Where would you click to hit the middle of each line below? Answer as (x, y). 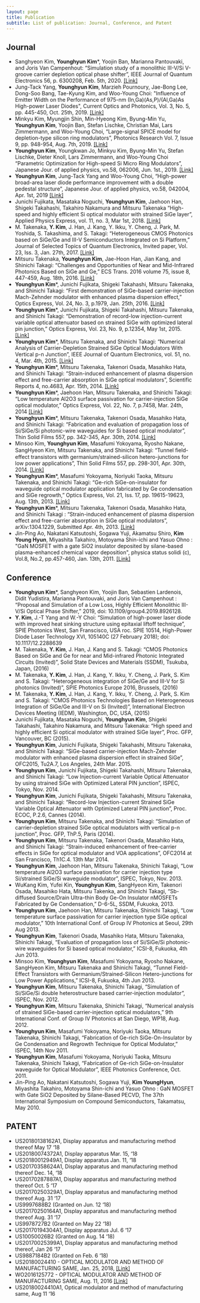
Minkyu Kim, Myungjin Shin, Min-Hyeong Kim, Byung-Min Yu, (90, 119)
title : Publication (30, 17)
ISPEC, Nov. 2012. (37, 999)
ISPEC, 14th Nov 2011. (41, 1050)
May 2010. (27, 1108)
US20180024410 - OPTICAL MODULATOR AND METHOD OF (89, 1262)
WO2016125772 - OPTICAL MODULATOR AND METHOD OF (88, 1274)
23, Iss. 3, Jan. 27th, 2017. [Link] (54, 253)
